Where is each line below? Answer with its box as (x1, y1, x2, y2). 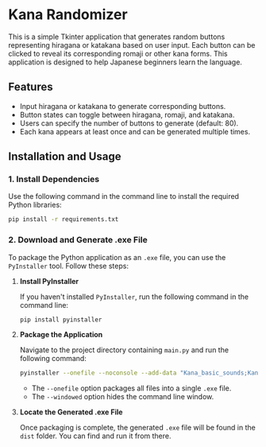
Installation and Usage (8, 150, 121, 164)
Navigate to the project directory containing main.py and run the (19, 345, 229, 355)
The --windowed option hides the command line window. (31, 392, 214, 402)
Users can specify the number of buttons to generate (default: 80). (19, 118, 239, 128)
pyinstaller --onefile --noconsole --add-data (19, 369, 177, 377)
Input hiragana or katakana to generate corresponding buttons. (19, 101, 226, 111)
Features (8, 80, 53, 94)
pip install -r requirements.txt (8, 216, 119, 223)
